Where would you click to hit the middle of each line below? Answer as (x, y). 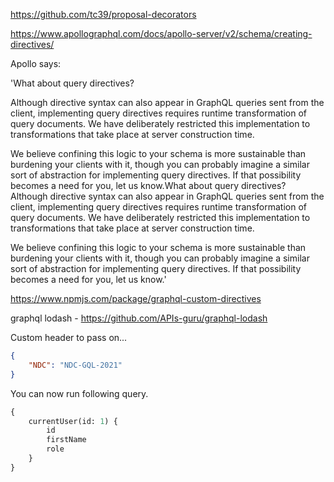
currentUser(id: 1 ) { (73, 421)
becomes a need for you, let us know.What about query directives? (148, 185)
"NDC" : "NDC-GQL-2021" (75, 365)
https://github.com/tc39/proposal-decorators (103, 14)
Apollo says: (36, 63)
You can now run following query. (79, 393)
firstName (66, 440)
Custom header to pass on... (69, 337)
